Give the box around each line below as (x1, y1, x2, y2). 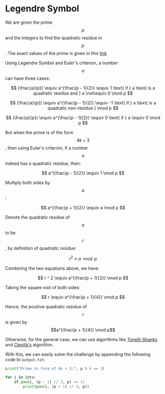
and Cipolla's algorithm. (5, 342, 53, 347)
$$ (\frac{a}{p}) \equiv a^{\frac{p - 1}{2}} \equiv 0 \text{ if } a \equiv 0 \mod (5, 114, 161, 120)
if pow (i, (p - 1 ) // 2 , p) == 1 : (14, 380, 85, 385)
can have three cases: (5, 75, 50, 81)
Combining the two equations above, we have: (5, 265, 100, 271)
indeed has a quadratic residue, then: (5, 160, 81, 166)
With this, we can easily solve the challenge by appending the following (5, 351, 151, 357)
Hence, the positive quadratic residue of (5, 303, 87, 309)
